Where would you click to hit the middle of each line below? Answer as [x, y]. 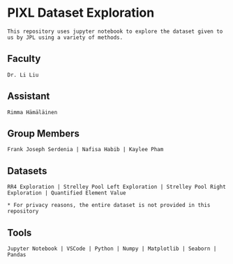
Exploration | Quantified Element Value [67, 193]
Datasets [27, 171]
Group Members [44, 133]
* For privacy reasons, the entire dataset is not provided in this [109, 205]
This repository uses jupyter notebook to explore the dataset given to [115, 31]
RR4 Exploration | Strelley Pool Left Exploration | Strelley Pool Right [117, 187]
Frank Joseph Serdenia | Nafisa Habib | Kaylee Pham [85, 150]
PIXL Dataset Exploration [81, 13]
